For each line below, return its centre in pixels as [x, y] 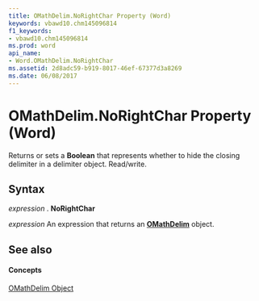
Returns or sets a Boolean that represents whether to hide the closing [124, 155]
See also [30, 250]
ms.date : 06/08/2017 [43, 76]
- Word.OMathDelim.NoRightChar [61, 61]
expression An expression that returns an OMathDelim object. [111, 224]
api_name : [25, 53]
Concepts [25, 270]
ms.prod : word [32, 46]
